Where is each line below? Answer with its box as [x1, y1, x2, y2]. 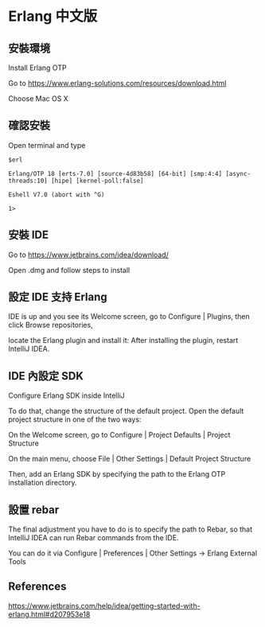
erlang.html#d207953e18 [8, 609, 91, 619]
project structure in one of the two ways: [8, 415, 142, 424]
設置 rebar [8, 503, 60, 516]
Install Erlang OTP [8, 63, 67, 72]
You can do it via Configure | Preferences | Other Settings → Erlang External [8, 548, 257, 558]
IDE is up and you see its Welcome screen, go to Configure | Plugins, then [8, 312, 251, 321]
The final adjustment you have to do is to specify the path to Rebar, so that [8, 524, 253, 534]
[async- [225, 169, 251, 177]
